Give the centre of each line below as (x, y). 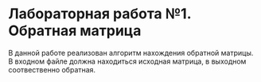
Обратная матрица (75, 31)
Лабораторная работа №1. (100, 14)
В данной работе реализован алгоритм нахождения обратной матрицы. (131, 53)
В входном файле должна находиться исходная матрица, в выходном (127, 61)
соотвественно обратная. (52, 69)
